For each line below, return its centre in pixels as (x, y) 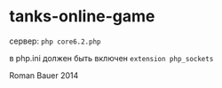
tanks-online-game (82, 16)
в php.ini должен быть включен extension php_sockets (111, 58)
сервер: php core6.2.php (55, 41)
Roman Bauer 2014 (44, 75)
